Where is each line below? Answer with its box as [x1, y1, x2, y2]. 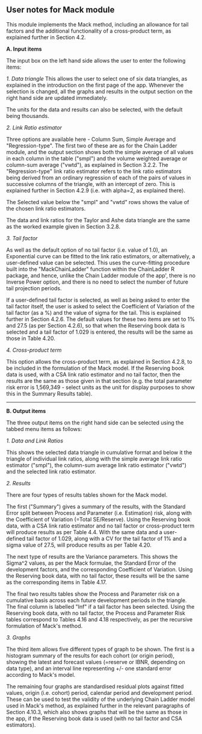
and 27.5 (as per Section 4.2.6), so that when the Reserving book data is [6, 322, 185, 329]
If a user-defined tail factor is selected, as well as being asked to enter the [6, 296, 190, 303]
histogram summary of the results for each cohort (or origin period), [6, 652, 175, 659]
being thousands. [6, 112, 49, 119]
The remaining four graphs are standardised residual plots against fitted [6, 683, 185, 690]
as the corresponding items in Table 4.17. [6, 578, 107, 586]
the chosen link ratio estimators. [6, 205, 86, 212]
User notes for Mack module [6, 5, 115, 15]
